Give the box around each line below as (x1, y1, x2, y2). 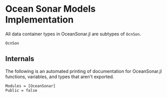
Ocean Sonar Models (5, 3, 96, 15)
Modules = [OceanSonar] (5, 83, 56, 88)
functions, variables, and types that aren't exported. (5, 74, 115, 80)
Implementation (5, 14, 74, 26)
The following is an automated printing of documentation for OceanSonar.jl (5, 68, 162, 74)
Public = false (5, 88, 38, 93)
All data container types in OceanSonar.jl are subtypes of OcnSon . (5, 31, 142, 37)
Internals (5, 55, 35, 63)
